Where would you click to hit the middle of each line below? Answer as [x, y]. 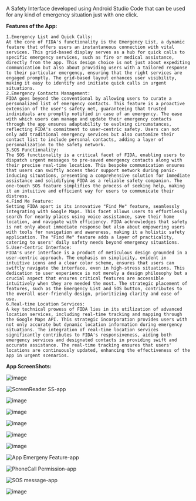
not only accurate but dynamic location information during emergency [94, 325]
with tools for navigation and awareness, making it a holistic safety [95, 232]
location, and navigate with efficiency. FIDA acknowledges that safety [97, 222]
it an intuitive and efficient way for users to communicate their [90, 191]
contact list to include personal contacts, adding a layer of [85, 140]
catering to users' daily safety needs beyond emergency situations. [93, 243]
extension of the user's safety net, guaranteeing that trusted [86, 109]
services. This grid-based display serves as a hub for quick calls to [95, 52]
